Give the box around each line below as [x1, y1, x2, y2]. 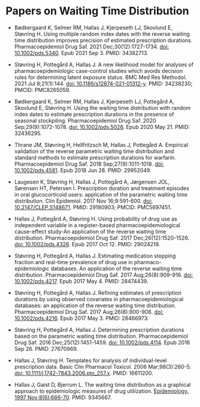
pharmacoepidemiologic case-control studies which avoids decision [14, 67, 183, 74]
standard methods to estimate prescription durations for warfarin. [14, 154, 176, 161]
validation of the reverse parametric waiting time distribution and [14, 148, 174, 155]
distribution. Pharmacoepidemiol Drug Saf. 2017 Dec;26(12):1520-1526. [14, 234, 190, 241]
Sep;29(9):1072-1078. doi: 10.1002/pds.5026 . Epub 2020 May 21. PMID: [14, 123, 190, 130]
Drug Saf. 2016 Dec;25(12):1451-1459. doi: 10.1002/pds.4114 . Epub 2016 [14, 339, 190, 346]
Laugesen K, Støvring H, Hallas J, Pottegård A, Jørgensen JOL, [14, 178, 170, 185]
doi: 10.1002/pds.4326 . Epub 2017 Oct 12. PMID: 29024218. [14, 240, 160, 247]
